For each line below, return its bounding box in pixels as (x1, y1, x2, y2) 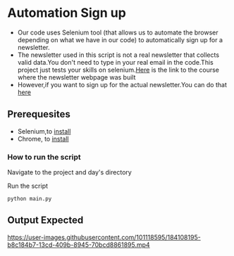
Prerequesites (7, 108, 70, 120)
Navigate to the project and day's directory (7, 168, 132, 177)
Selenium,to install (17, 127, 71, 135)
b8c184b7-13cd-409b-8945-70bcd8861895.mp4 (7, 241, 150, 249)
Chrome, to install (17, 134, 69, 143)
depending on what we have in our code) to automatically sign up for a (17, 35, 223, 44)
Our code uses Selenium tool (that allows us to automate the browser (17, 28, 218, 37)
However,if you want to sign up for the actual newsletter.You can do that (17, 80, 227, 89)
